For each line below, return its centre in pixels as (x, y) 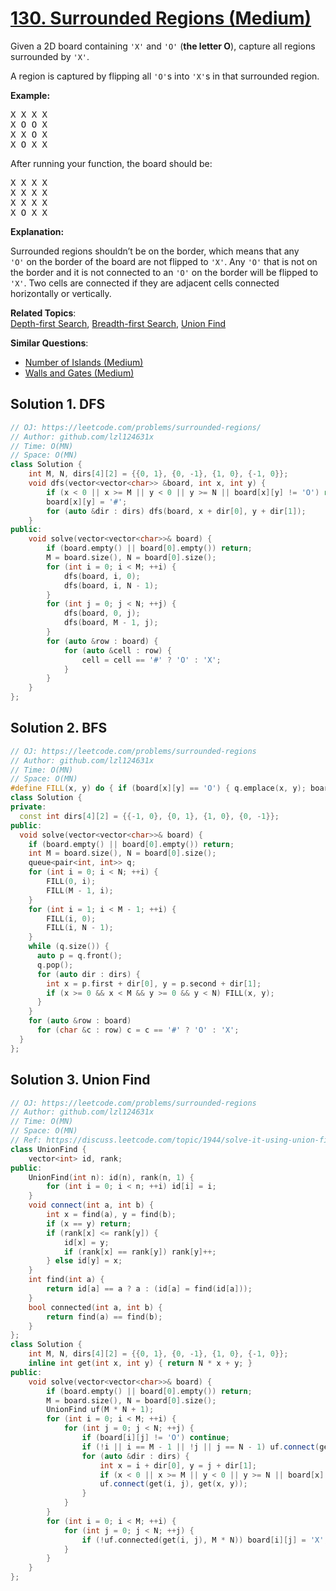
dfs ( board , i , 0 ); (102, 576)
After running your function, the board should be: (111, 163)
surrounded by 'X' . (50, 56)
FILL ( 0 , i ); (71, 882)
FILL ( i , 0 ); (71, 918)
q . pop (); (55, 965)
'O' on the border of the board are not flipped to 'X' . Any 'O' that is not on (164, 261)
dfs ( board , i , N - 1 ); (111, 585)
